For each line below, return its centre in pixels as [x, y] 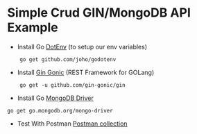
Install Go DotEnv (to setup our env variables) [82, 47]
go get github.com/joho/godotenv [68, 59]
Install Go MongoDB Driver [55, 98]
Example [33, 27]
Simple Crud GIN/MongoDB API [99, 13]
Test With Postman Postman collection [72, 124]
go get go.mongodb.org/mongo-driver [60, 110]
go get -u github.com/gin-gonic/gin [73, 85]
